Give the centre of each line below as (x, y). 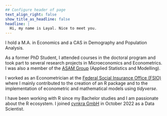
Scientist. (15, 109)
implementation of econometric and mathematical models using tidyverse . (82, 88)
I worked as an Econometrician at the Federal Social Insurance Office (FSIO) (83, 78)
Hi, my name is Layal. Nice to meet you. (53, 28)
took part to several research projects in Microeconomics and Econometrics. (84, 63)
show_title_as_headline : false (38, 19)
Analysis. (14, 48)
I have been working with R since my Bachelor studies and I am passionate (82, 98)
